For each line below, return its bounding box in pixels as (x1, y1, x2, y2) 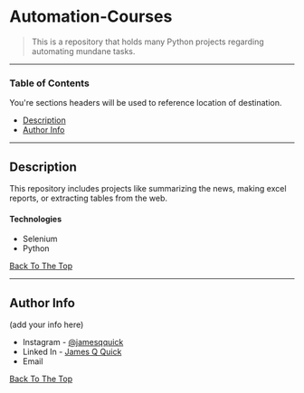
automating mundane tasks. (31, 45, 136, 56)
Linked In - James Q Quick (22, 346, 122, 358)
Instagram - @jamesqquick (22, 337, 124, 348)
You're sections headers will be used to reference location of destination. (9, 98, 282, 108)
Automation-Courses (9, 6, 173, 27)
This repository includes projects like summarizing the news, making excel (9, 183, 287, 194)
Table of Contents (9, 77, 90, 89)
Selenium (22, 233, 58, 245)
